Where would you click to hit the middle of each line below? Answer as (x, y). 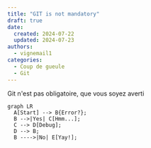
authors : (20, 47)
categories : (25, 60)
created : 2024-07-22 (44, 34)
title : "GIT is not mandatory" (54, 14)
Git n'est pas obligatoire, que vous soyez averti (76, 93)
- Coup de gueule (39, 67)
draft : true (25, 21)
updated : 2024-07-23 (44, 40)
